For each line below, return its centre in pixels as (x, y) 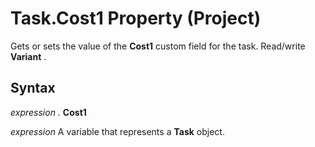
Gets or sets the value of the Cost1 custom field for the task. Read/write (158, 46)
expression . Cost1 (48, 112)
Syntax (33, 88)
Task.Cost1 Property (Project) (136, 18)
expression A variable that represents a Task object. (117, 131)
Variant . (28, 56)
